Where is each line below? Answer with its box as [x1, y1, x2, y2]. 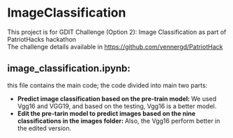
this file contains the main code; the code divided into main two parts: [7, 81, 208, 89]
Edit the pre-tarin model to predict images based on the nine [17, 109, 196, 117]
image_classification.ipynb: [7, 62, 131, 74]
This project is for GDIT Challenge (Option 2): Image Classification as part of [7, 28, 227, 36]
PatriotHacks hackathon [7, 35, 77, 43]
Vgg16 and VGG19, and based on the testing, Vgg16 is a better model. [17, 102, 217, 110]
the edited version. [17, 123, 72, 132]
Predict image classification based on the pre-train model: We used [17, 94, 217, 103]
